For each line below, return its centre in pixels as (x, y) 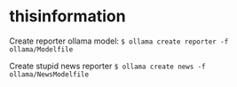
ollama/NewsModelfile (49, 74)
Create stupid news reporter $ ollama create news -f (107, 66)
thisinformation (67, 16)
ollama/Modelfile (41, 49)
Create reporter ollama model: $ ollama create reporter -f (119, 41)
